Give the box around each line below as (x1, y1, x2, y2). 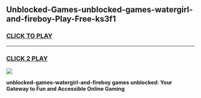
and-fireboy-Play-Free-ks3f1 (6, 14, 116, 24)
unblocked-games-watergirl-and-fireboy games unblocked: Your (6, 78, 172, 86)
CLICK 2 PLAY (6, 54, 48, 62)
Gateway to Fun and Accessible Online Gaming (6, 85, 125, 92)
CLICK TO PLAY (6, 32, 53, 40)
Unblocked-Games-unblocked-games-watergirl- (6, 5, 193, 15)
